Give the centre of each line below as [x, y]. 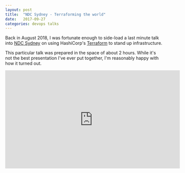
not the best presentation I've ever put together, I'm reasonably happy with [82, 58]
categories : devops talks [32, 24]
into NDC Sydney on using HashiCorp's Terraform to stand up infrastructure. [84, 43]
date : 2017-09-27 [25, 19]
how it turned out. [23, 63]
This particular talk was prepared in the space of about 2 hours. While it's [81, 53]
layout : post [19, 10]
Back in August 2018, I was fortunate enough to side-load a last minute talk [82, 38]
